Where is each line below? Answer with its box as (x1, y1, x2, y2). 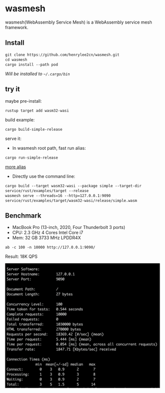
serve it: (5, 136, 22, 141)
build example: (5, 116, 35, 123)
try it (5, 85, 20, 93)
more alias (5, 164, 26, 169)
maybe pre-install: (5, 98, 42, 104)
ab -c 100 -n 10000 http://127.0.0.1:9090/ (5, 245, 96, 250)
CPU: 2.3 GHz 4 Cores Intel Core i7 (12, 229, 83, 236)
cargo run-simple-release (5, 155, 58, 160)
